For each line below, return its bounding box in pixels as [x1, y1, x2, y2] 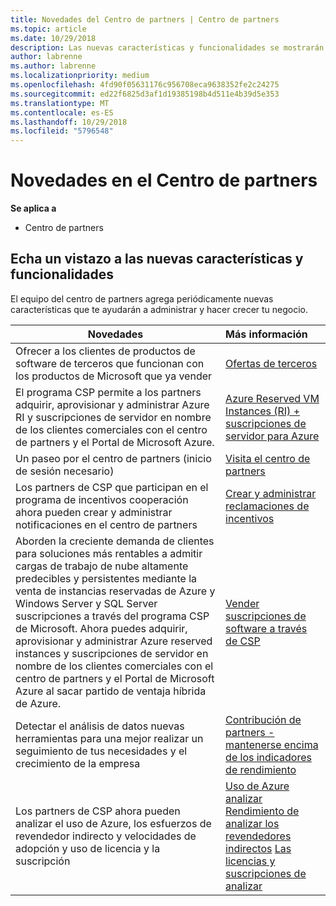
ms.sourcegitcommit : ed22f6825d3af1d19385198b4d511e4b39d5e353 [10, 89, 280, 99]
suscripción [15, 854, 71, 868]
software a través [225, 621, 308, 635]
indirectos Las [225, 841, 292, 855]
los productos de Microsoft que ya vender [15, 369, 213, 383]
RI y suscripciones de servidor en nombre [15, 410, 212, 424]
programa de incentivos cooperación [15, 492, 189, 506]
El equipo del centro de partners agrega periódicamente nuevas [10, 292, 274, 305]
